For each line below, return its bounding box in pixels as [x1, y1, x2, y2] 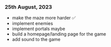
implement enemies [12, 20, 53, 26]
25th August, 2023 [5, 3, 52, 10]
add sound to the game [12, 36, 61, 42]
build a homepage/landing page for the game [12, 31, 106, 37]
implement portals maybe [12, 26, 66, 32]
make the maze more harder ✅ [12, 15, 76, 21]
